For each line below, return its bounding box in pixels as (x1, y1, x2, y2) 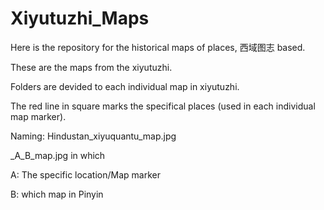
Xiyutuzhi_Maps (10, 7, 150, 30)
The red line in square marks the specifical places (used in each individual (10, 100, 316, 112)
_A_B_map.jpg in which (10, 149, 106, 161)
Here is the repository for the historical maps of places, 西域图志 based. (10, 41, 306, 53)
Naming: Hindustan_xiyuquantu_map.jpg (10, 130, 177, 142)
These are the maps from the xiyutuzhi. (10, 61, 173, 73)
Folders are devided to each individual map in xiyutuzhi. (10, 80, 240, 92)
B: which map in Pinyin (10, 188, 104, 200)
